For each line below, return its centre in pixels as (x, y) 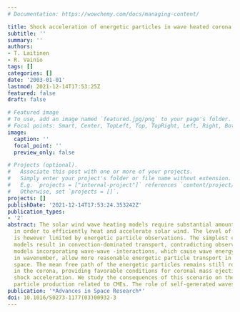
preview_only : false (44, 152)
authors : (20, 47)
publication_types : (36, 212)
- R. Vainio (25, 60)
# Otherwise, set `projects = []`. (64, 192)
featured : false (31, 93)
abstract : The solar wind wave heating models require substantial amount (121, 225)
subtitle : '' (27, 33)
